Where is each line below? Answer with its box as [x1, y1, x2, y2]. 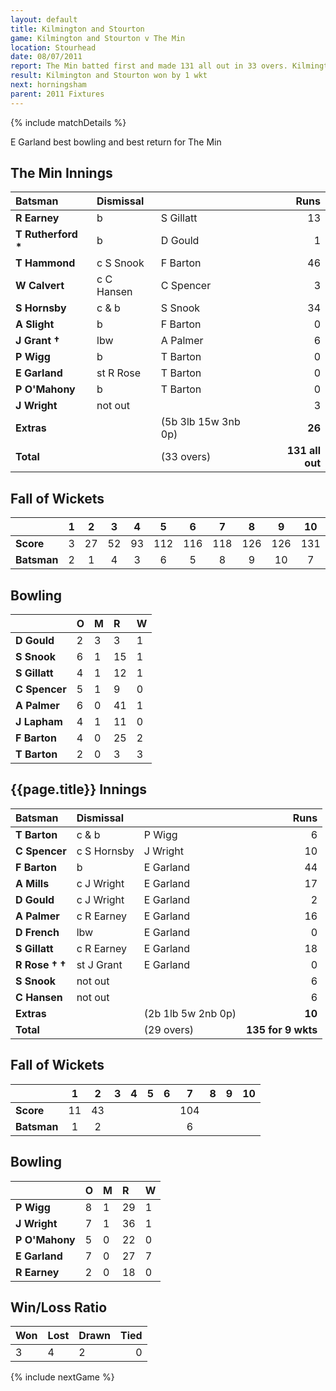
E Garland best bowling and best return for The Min [10, 136, 222, 148]
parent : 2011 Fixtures [10, 89, 105, 99]
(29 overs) [143, 1022, 195, 1036]
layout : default [10, 14, 78, 25]
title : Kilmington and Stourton [10, 24, 145, 34]
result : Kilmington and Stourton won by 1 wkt [10, 71, 208, 81]
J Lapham [15, 715, 63, 729]
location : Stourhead [10, 42, 97, 53]
